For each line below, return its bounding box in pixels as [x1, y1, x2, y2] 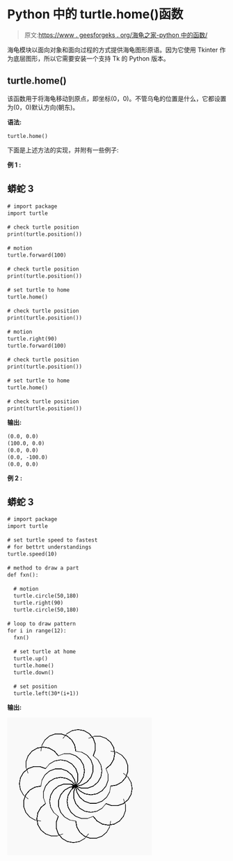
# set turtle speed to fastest [7, 537, 98, 544]
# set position [13, 683, 58, 690]
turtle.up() [13, 655, 49, 662]
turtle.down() [13, 669, 54, 676]
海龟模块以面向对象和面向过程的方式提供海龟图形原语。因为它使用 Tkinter [7, 45, 218, 54]
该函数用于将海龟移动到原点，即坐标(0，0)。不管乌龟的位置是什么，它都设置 [7, 94, 227, 102]
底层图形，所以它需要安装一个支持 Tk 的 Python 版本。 [13, 54, 170, 63]
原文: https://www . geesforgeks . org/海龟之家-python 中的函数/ [24, 31, 208, 39]
